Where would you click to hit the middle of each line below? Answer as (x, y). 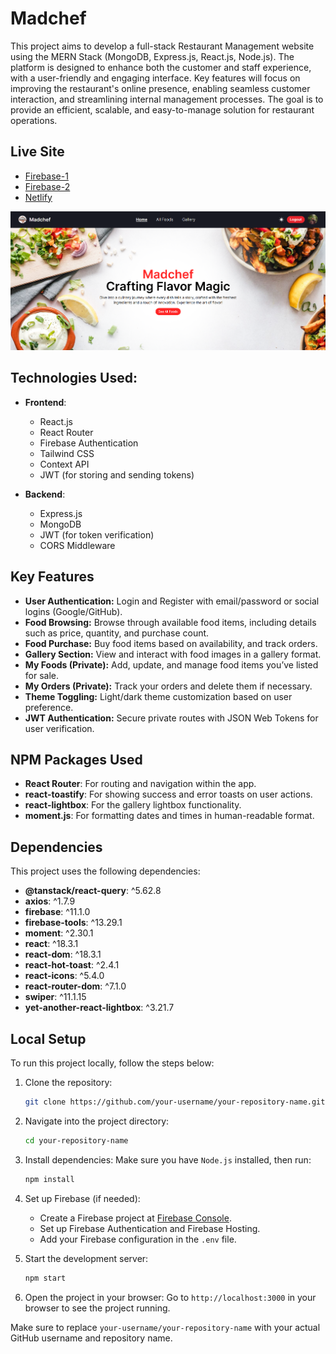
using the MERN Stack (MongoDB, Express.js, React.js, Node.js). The (152, 56)
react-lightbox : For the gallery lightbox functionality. (133, 805)
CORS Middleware (77, 545)
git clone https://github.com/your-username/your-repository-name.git (175, 1102)
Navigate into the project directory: (97, 1121)
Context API (64, 464)
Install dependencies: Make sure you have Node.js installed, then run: (168, 1159)
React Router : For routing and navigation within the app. (140, 784)
